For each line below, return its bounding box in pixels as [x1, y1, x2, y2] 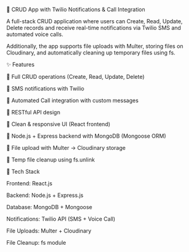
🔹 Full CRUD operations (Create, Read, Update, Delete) [6, 73, 145, 80]
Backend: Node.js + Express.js [6, 191, 84, 199]
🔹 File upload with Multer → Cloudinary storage [6, 144, 126, 151]
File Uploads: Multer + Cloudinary [6, 227, 92, 234]
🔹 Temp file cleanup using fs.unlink [6, 156, 95, 163]
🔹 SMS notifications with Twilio [6, 85, 85, 92]
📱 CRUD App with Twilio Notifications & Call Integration [6, 6, 145, 13]
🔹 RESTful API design [6, 109, 60, 116]
